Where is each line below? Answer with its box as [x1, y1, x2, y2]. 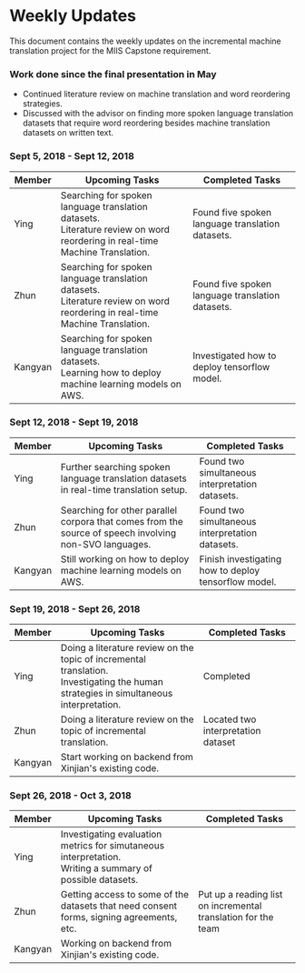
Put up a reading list [198, 888, 283, 901]
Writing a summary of [60, 862, 152, 875]
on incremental [198, 899, 262, 912]
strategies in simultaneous [60, 687, 173, 700]
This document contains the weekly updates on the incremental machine [9, 35, 281, 46]
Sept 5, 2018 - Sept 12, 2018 [9, 150, 134, 163]
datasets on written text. [22, 127, 114, 138]
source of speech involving [60, 527, 177, 539]
